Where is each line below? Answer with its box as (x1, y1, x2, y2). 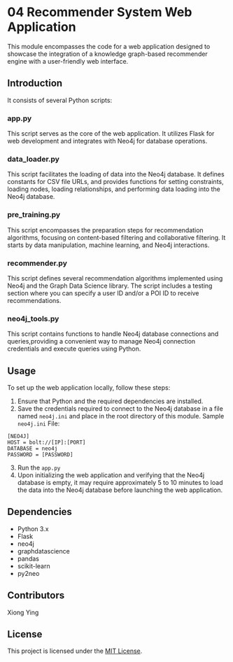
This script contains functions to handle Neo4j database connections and (7, 330, 219, 338)
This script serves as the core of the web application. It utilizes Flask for (7, 129, 215, 138)
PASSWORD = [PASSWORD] (7, 451, 73, 458)
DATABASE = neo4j (7, 445, 58, 452)
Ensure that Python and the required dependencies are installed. (17, 397, 204, 406)
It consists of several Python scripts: (7, 96, 113, 104)
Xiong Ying (7, 608, 39, 617)
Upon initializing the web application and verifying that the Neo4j (17, 471, 205, 479)
